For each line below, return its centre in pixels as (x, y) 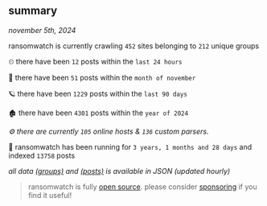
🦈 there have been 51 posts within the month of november (102, 77)
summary (33, 11)
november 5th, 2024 (42, 30)
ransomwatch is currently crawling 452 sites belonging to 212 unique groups (134, 46)
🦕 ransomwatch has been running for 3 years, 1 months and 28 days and (130, 146)
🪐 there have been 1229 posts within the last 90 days (98, 93)
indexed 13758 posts (42, 155)
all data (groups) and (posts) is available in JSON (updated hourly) (119, 171)
